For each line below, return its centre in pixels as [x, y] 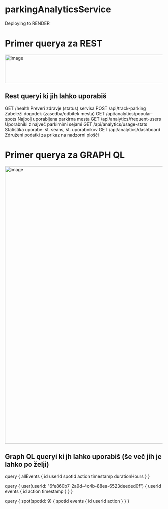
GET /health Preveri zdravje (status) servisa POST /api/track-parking [76, 108]
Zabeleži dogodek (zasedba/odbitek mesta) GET [55, 113]
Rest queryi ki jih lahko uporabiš [56, 96]
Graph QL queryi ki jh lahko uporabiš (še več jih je [83, 457]
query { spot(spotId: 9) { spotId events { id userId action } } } [67, 501]
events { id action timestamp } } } [39, 491]
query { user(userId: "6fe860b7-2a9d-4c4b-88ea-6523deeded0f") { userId [83, 486]
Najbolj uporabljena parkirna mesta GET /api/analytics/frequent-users [89, 119]
